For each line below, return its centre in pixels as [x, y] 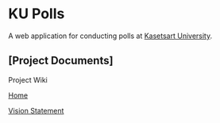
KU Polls [37, 14]
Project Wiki [28, 79]
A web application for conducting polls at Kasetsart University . [110, 36]
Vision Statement [36, 110]
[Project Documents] [61, 61]
